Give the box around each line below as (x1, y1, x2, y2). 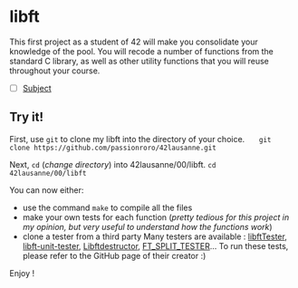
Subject (22, 82, 52, 93)
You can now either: (9, 184, 84, 196)
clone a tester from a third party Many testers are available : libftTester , (22, 231, 287, 242)
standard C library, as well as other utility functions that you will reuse (9, 55, 270, 66)
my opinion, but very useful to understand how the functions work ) (22, 221, 274, 232)
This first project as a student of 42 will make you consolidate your (9, 36, 258, 47)
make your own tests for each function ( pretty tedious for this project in (22, 211, 290, 223)
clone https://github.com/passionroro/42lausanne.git (9, 143, 217, 152)
